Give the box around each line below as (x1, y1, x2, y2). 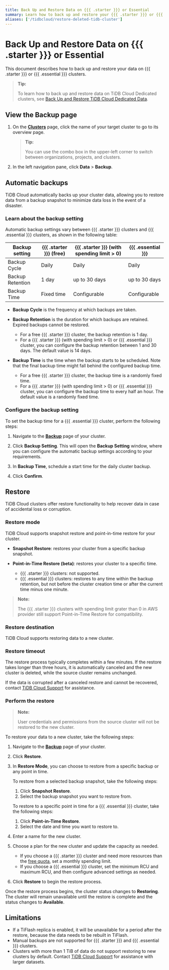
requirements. (12, 454, 42, 460)
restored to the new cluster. (17, 724, 75, 730)
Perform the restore (5, 698, 54, 705)
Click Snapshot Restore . (20, 788, 71, 794)
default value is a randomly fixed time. (20, 394, 100, 400)
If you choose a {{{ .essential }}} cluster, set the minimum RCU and (20, 863, 158, 869)
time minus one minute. (20, 586, 69, 592)
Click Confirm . (12, 473, 44, 479)
